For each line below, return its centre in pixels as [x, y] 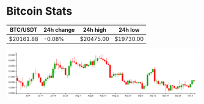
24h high [95, 30]
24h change [59, 30]
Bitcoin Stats [39, 11]
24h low [129, 30]
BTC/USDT [24, 30]
